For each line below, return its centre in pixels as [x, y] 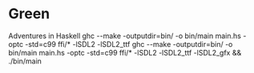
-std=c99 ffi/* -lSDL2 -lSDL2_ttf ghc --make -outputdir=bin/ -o [129, 44]
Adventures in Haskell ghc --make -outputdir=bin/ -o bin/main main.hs [125, 36]
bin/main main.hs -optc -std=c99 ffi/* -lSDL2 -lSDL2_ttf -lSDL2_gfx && [125, 52]
